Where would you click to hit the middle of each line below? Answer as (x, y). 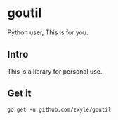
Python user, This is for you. (48, 32)
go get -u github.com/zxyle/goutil (59, 109)
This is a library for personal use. (55, 71)
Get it (19, 94)
